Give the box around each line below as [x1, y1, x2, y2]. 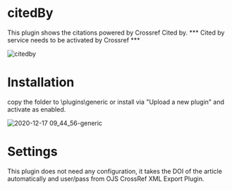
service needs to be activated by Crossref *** [7, 35, 140, 44]
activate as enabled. [7, 105, 66, 114]
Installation [7, 74, 75, 90]
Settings [7, 143, 58, 160]
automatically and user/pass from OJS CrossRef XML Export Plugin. [7, 174, 204, 183]
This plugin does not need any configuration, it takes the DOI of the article [7, 167, 222, 175]
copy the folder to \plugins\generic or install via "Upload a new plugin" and [7, 97, 224, 106]
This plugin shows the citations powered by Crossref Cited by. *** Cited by [7, 28, 225, 37]
